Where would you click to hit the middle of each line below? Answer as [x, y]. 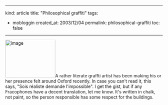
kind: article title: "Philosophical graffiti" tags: [52, 13]
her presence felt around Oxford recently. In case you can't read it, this [78, 81]
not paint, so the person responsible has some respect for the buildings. [79, 97]
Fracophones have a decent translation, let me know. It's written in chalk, [80, 92]
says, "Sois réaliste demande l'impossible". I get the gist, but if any [74, 86]
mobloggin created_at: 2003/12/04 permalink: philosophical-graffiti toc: [86, 23]
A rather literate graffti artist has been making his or [108, 76]
